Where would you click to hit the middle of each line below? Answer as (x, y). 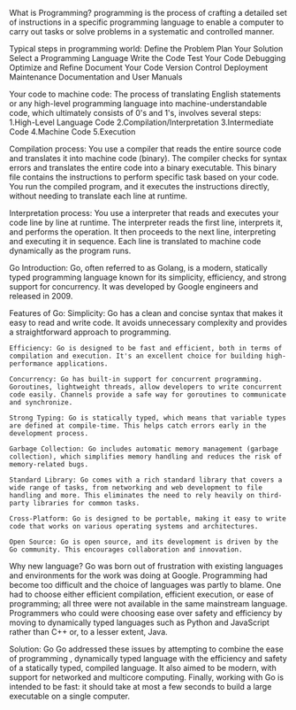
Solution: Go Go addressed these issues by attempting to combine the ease (147, 649)
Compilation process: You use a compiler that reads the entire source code (145, 149)
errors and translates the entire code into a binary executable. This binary (143, 168)
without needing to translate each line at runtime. (99, 196)
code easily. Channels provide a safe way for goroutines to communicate (148, 395)
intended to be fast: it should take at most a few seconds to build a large (140, 687)
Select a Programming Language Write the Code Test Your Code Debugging (148, 58)
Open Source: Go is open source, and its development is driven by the (144, 542)
